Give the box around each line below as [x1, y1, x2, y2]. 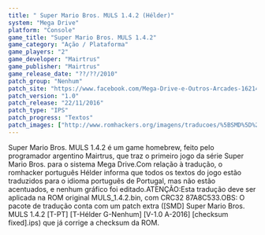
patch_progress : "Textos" [8, 114, 93, 122]
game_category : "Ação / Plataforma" [8, 41, 129, 49]
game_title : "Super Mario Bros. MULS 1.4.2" [8, 33, 157, 42]
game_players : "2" [8, 48, 69, 56]
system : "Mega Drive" [8, 19, 80, 27]
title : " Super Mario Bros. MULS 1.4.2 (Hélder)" [8, 11, 175, 20]
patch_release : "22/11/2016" [8, 99, 104, 107]
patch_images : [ [8, 121, 62, 129]
